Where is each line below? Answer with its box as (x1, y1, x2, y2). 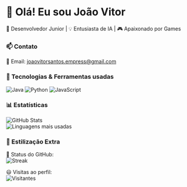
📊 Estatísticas (6, 101, 48, 109)
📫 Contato (6, 42, 38, 51)
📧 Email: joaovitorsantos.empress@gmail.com (6, 58, 117, 65)
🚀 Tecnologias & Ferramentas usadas (6, 73, 114, 81)
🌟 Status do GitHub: (6, 151, 54, 158)
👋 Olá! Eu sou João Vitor (6, 5, 126, 19)
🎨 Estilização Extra (6, 138, 60, 146)
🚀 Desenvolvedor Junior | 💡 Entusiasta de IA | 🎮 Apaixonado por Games (6, 25, 181, 32)
